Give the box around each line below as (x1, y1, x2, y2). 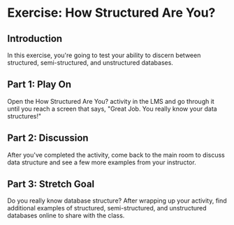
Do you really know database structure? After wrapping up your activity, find (7, 196, 227, 205)
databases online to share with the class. (7, 211, 125, 220)
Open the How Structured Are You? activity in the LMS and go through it (7, 97, 214, 105)
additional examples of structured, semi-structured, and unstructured (7, 204, 207, 212)
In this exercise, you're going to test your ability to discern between (7, 51, 201, 59)
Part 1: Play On (7, 79, 72, 91)
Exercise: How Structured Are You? (7, 5, 216, 21)
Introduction (7, 33, 63, 45)
